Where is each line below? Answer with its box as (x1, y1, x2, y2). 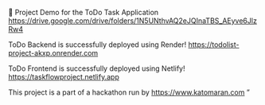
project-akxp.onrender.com (8, 49, 99, 57)
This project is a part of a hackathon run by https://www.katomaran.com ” (8, 87, 251, 97)
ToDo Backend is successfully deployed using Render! (8, 40, 187, 49)
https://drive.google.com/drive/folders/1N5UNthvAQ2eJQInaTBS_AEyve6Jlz (8, 16, 257, 25)
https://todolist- (188, 40, 240, 49)
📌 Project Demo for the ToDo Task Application (8, 8, 159, 17)
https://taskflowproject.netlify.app (8, 72, 119, 81)
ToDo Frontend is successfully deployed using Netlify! (8, 64, 185, 73)
